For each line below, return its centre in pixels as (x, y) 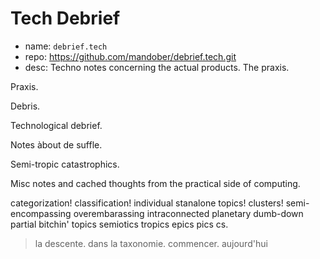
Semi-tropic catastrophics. (65, 164)
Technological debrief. (56, 125)
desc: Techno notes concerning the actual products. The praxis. (157, 67)
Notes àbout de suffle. (56, 144)
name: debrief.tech (66, 46)
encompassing (41, 213)
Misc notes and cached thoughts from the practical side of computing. (155, 183)
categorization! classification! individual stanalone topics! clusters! (147, 203)
